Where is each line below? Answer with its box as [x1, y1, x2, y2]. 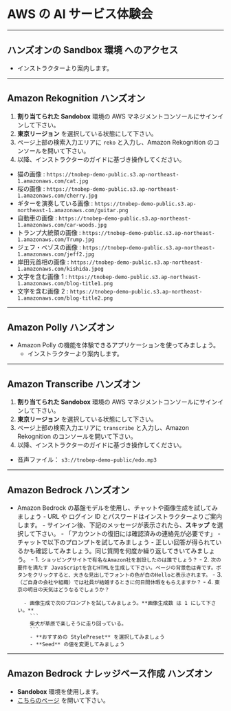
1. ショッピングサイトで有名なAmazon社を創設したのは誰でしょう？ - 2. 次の [35, 555, 221, 564]
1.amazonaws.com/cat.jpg [16, 177, 89, 185]
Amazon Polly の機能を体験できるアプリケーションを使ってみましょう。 [16, 341, 220, 349]
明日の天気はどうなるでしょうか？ [27, 586, 110, 593]
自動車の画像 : [16, 214, 57, 222]
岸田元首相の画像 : [16, 258, 69, 266]
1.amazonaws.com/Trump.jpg [16, 236, 95, 243]
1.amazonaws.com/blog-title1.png [16, 280, 113, 287]
